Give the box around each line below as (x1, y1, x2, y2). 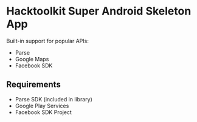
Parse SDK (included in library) (15, 95, 93, 103)
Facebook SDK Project (15, 108, 72, 116)
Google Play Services (15, 102, 69, 109)
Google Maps (15, 55, 49, 63)
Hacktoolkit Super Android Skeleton (6, 4, 192, 18)
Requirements (6, 80, 61, 90)
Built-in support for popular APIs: (6, 37, 89, 44)
